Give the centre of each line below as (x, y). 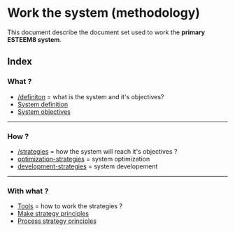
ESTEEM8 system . (34, 39)
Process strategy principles (57, 221)
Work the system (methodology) (104, 13)
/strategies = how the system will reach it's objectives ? (97, 151)
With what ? (28, 191)
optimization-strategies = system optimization (84, 159)
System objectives (44, 111)
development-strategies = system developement (87, 166)
